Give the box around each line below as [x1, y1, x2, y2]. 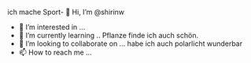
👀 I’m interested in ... [18, 23, 86, 31]
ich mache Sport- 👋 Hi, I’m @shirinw [7, 8, 125, 16]
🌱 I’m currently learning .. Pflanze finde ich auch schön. [18, 31, 198, 40]
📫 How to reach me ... [18, 47, 92, 57]
